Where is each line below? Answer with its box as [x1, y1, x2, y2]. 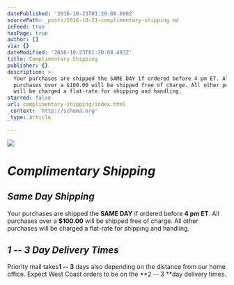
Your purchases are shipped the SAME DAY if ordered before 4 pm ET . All [7, 209, 219, 217]
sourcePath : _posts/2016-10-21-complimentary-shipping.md [7, 17, 179, 24]
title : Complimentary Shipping [7, 56, 98, 63]
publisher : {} [7, 62, 49, 69]
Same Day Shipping [7, 191, 95, 203]
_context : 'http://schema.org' [7, 107, 98, 114]
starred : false [7, 95, 52, 102]
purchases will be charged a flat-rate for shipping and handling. [7, 224, 190, 232]
